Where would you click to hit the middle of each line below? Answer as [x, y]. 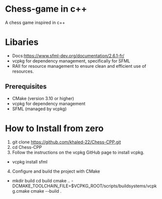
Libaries [22, 42]
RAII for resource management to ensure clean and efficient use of [79, 66]
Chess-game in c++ [46, 9]
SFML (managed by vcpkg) [39, 109]
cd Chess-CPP [27, 147]
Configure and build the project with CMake [56, 171]
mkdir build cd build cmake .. [41, 180]
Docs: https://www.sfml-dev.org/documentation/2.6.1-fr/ [68, 56]
